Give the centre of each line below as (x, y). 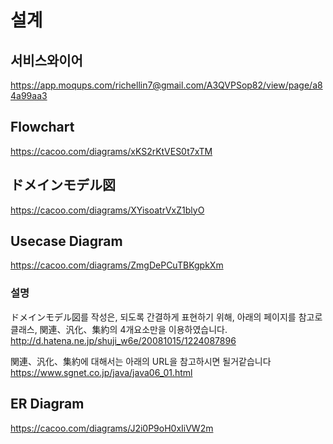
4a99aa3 (29, 95)
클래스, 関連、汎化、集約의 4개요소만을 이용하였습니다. (119, 329)
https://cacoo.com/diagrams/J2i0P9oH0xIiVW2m (112, 428)
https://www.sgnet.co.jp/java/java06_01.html (101, 372)
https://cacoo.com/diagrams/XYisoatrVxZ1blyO (107, 210)
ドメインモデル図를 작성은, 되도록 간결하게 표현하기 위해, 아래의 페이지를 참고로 (166, 317)
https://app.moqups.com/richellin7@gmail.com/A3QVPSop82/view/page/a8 (166, 85)
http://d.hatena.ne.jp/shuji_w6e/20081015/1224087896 (123, 340)
